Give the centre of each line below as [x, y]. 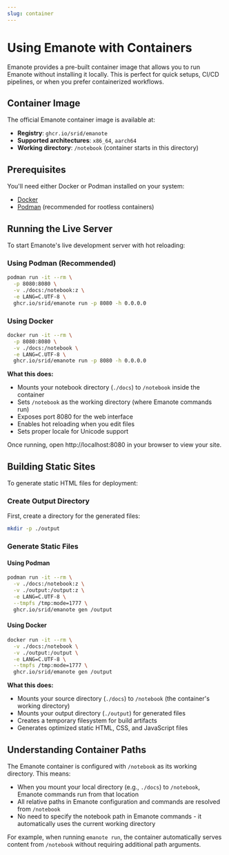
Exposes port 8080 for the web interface [75, 417]
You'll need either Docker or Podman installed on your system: [96, 186]
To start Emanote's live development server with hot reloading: [96, 245]
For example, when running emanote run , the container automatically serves [114, 837]
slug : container [30, 13]
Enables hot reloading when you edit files [76, 424]
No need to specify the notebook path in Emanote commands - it [109, 816]
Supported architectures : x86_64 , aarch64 [77, 141]
